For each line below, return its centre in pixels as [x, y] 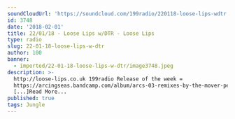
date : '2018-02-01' [36, 27]
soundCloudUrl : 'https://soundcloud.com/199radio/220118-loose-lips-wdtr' [119, 14]
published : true [31, 99]
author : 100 [24, 53]
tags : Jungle [26, 105]
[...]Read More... [41, 92]
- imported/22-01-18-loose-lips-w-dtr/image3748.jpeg [93, 66]
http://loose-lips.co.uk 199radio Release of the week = [98, 79]
